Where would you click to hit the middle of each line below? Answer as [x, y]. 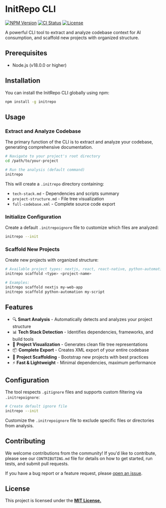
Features [19, 307]
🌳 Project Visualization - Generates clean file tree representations [80, 344]
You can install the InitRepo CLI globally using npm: [57, 92]
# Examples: [17, 282]
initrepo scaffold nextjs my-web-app [44, 287]
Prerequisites [26, 53]
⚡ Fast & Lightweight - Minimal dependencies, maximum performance [84, 363]
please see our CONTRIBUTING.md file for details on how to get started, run [79, 458]
